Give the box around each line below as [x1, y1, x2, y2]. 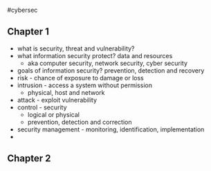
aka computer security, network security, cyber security [27, 59, 188, 67]
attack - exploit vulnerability [17, 96, 98, 104]
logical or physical [27, 110, 80, 118]
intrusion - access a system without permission [17, 81, 152, 89]
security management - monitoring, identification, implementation [17, 125, 205, 134]
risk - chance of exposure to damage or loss [17, 73, 144, 82]
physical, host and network [27, 88, 105, 96]
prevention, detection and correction [27, 118, 132, 126]
